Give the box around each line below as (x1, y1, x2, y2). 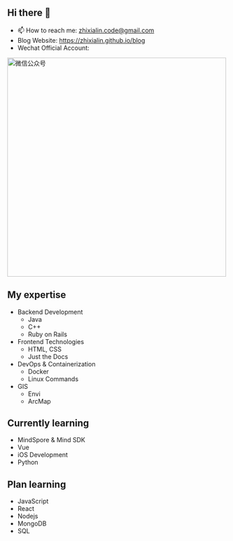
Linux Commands (27, 374, 79, 383)
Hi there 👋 (7, 7, 51, 19)
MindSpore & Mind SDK (17, 436, 86, 444)
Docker (27, 367, 49, 376)
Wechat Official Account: (17, 43, 90, 52)
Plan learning (7, 478, 66, 491)
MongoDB (17, 519, 47, 528)
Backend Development (17, 308, 83, 316)
